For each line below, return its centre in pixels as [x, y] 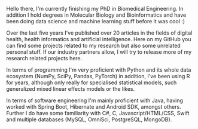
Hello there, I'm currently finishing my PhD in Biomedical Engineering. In [95, 9]
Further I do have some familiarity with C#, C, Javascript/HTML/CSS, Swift [98, 113]
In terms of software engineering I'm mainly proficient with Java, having [95, 100]
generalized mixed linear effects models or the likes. [71, 89]
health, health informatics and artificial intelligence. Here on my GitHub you [99, 39]
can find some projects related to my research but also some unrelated [93, 45]
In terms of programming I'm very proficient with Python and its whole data [99, 70]
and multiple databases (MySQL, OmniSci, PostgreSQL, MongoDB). [89, 119]
